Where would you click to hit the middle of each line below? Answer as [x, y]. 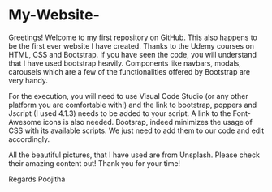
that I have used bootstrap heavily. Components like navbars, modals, [125, 63]
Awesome [25, 122]
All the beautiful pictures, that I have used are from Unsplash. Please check [134, 155]
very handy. [28, 80]
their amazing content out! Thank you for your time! [95, 163]
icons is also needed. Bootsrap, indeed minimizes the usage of [148, 122]
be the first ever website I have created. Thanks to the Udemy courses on [131, 45]
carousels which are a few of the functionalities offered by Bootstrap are [129, 71]
